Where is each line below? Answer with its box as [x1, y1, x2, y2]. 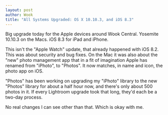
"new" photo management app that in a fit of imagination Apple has [5, 57, 148, 63]
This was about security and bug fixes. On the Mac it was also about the [5, 52, 158, 58]
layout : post [5, 7, 33, 13]
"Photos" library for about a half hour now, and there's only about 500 [5, 83, 153, 89]
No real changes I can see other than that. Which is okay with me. [5, 104, 144, 110]
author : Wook [5, 12, 33, 17]
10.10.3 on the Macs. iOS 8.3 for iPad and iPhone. [5, 36, 109, 42]
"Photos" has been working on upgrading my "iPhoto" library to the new [5, 78, 157, 84]
